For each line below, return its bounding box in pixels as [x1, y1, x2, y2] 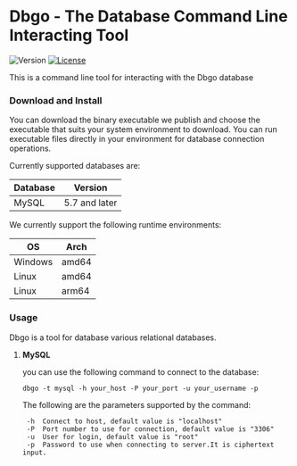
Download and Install [9, 94, 103, 106]
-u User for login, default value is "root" [26, 432, 199, 441]
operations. [9, 143, 52, 154]
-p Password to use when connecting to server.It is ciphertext [26, 440, 275, 449]
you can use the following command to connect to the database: [21, 366, 260, 377]
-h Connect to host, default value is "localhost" [26, 417, 223, 426]
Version [73, 181, 108, 194]
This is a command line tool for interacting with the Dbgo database [9, 71, 254, 82]
